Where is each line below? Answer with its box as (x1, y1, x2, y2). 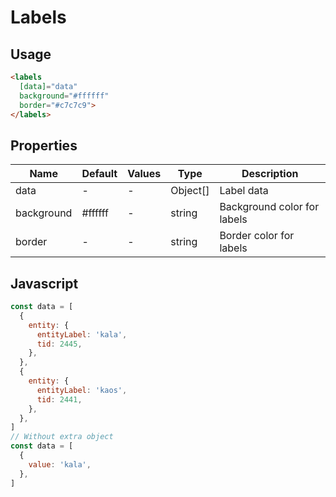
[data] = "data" (19, 81, 78, 91)
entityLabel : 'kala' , (36, 329, 128, 340)
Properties (10, 137, 78, 154)
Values (127, 167, 162, 181)
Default (81, 167, 118, 181)
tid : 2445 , (36, 339, 83, 349)
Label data (219, 184, 269, 198)
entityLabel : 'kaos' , (36, 385, 128, 395)
